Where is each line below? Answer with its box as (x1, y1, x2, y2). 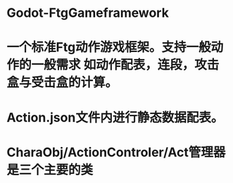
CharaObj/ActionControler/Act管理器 (6, 144, 226, 160)
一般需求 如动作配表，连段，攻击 (31, 57, 220, 73)
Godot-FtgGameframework (6, 5, 170, 21)
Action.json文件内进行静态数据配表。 (6, 109, 224, 125)
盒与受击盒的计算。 (6, 75, 118, 91)
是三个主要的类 (6, 162, 94, 177)
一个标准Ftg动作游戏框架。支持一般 (6, 39, 212, 56)
